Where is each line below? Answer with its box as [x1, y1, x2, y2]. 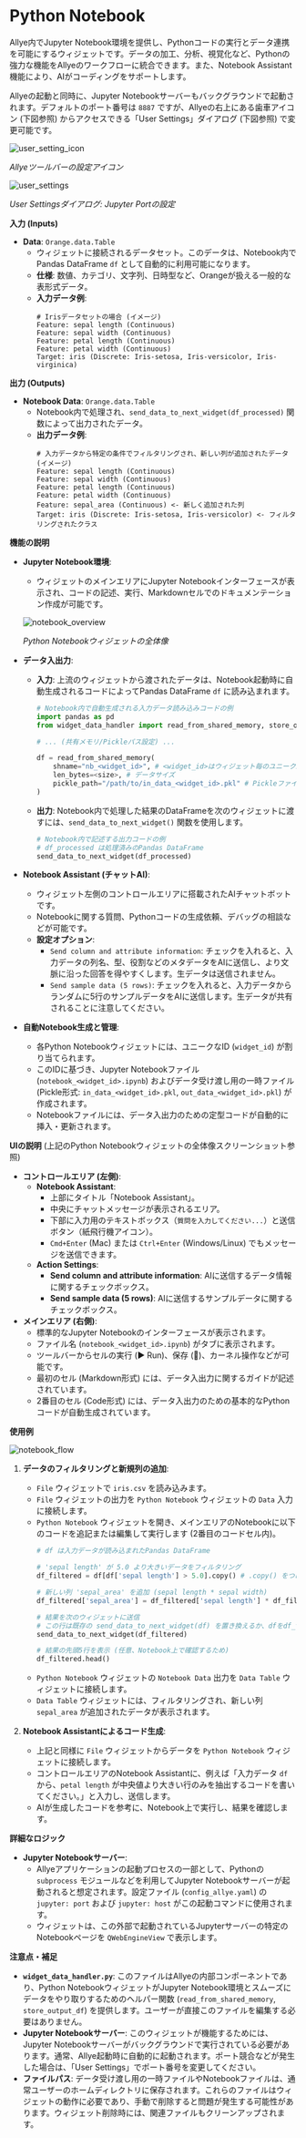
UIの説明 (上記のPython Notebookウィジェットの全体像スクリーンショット [9, 1140, 288, 1151]
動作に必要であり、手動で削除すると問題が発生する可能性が [62, 2096, 287, 2107]
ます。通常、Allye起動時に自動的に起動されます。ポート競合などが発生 [30, 2051, 296, 2061]
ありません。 [38, 2016, 87, 2028]
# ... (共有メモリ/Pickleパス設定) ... [36, 737, 176, 746]
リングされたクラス [36, 519, 98, 529]
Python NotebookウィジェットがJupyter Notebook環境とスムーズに [38, 1982, 291, 1993]
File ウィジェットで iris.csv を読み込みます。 [36, 1483, 211, 1494]
